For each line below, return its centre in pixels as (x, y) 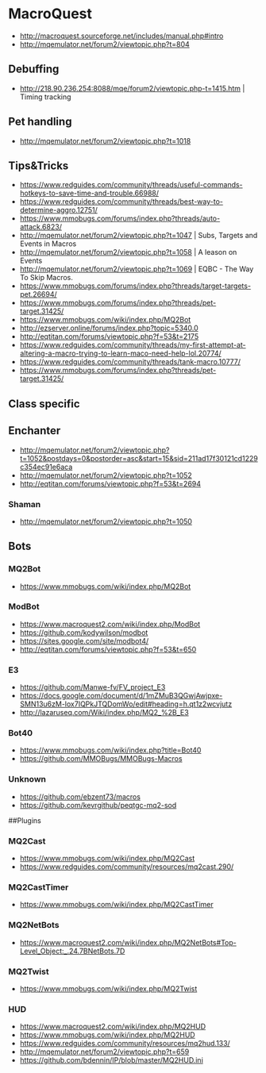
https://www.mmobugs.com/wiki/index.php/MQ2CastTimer (116, 905)
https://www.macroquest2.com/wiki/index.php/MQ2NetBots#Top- (128, 942)
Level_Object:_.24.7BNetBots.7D (72, 951)
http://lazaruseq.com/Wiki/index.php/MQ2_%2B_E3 (104, 713)
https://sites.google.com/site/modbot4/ (84, 640)
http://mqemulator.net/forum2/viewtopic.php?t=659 (104, 1052)
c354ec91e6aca (46, 467)
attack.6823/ (40, 227)
